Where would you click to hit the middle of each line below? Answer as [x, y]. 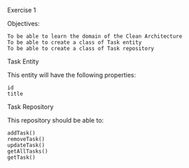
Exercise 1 [22, 10]
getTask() [22, 158]
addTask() [22, 133]
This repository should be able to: [55, 120]
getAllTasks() [28, 151]
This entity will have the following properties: [71, 75]
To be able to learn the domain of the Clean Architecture [95, 36]
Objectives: [23, 23]
